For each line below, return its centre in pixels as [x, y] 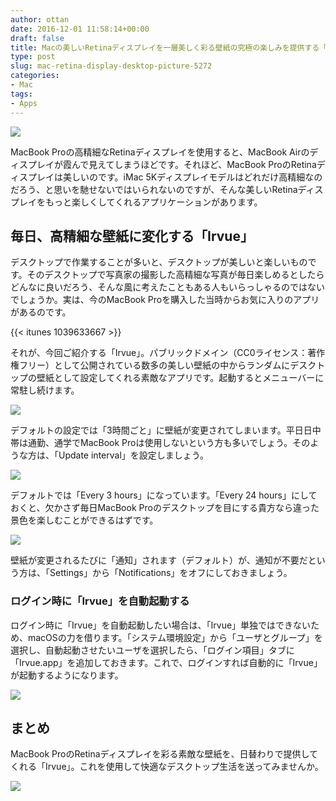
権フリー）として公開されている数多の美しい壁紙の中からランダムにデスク [163, 365]
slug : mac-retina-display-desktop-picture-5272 [111, 66]
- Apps [24, 103]
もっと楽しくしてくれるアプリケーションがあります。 [153, 202]
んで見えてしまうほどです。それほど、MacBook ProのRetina [194, 164]
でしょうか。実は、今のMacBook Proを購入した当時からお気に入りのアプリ [165, 300]
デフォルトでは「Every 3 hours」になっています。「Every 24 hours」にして [164, 495]
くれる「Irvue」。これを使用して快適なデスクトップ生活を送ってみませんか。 [167, 767]
